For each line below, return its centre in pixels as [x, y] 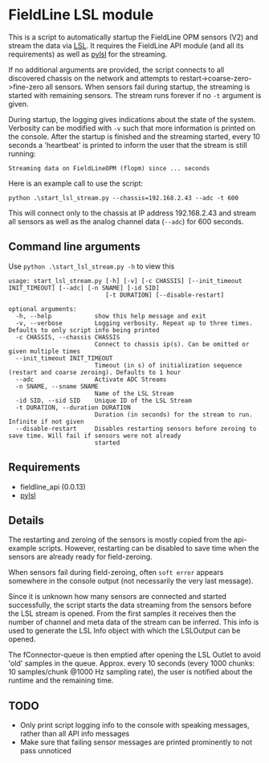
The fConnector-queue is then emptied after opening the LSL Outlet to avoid [134, 655]
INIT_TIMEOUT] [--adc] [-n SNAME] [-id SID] [84, 288]
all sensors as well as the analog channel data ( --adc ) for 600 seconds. [126, 221]
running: [22, 154]
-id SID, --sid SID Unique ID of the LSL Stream [104, 400]
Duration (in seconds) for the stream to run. [173, 414]
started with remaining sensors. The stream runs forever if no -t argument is [135, 95]
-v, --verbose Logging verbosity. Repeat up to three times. [134, 323]
